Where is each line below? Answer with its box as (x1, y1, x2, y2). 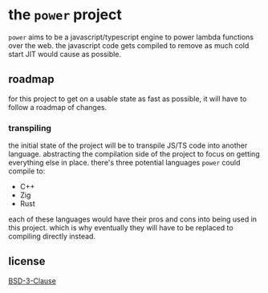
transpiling (8, 122, 52, 133)
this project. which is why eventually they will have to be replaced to (8, 223, 234, 233)
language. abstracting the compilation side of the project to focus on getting (8, 149, 260, 159)
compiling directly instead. (8, 231, 96, 242)
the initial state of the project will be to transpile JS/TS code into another (8, 140, 248, 150)
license (8, 254, 46, 268)
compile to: (8, 166, 46, 176)
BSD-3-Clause (8, 275, 56, 286)
